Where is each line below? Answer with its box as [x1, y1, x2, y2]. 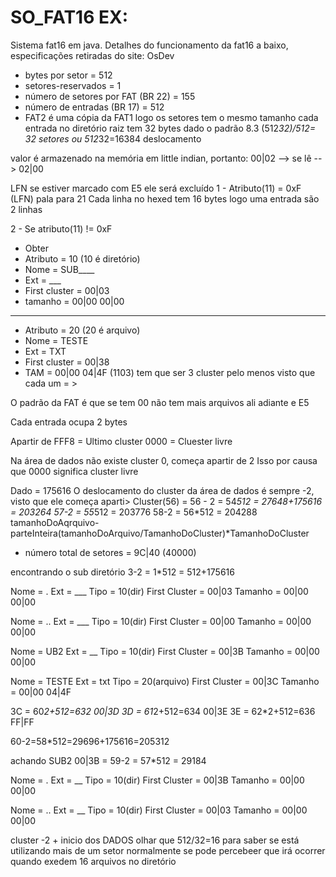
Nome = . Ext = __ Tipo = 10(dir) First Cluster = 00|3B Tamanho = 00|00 [10, 774, 305, 786]
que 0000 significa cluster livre [10, 465, 139, 477]
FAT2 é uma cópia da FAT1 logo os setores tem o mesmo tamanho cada [24, 111, 319, 123]
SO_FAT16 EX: [10, 6, 128, 29]
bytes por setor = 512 [24, 69, 113, 81]
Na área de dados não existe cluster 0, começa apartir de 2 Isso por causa [10, 454, 318, 466]
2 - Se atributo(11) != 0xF [10, 222, 113, 235]
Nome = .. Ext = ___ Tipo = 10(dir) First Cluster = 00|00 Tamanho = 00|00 [10, 615, 312, 627]
